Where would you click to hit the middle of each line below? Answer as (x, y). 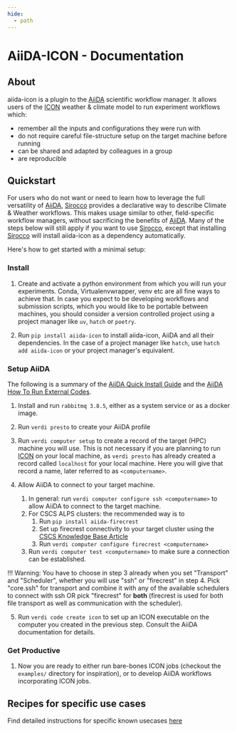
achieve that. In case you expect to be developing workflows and (113, 298)
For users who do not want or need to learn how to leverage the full (106, 198)
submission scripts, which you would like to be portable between (113, 306)
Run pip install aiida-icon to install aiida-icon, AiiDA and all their (116, 335)
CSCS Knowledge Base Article (84, 536)
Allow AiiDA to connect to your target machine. (86, 484)
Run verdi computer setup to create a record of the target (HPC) (112, 440)
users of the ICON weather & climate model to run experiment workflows (114, 107)
